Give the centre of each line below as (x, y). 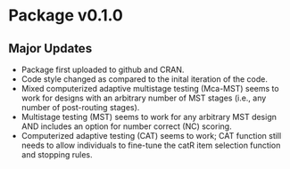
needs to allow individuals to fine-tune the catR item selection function (151, 145)
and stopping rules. (57, 155)
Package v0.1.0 (66, 16)
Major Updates (50, 48)
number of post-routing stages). (80, 107)
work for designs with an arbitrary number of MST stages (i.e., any (144, 98)
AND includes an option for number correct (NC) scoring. (127, 126)
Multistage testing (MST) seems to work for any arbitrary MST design (149, 117)
